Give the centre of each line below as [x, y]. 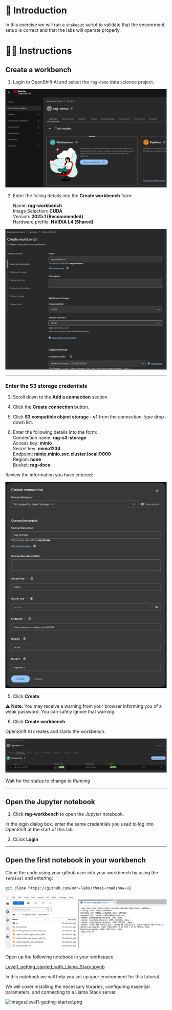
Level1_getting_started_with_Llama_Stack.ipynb [55, 966]
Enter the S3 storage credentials [46, 386]
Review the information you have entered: [49, 475]
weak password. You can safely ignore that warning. [61, 711]
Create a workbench [38, 69]
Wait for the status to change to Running [48, 781]
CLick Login [25, 839]
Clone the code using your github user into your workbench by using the [82, 872]
